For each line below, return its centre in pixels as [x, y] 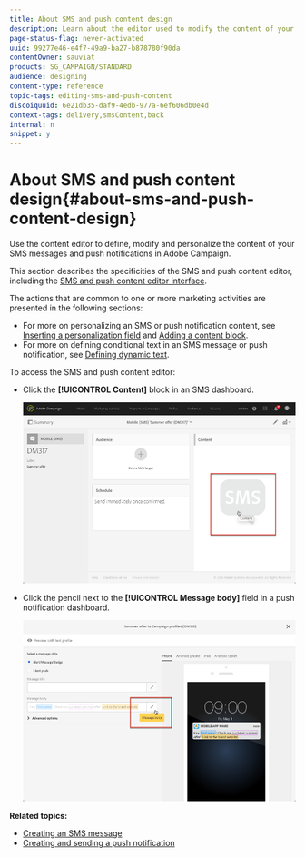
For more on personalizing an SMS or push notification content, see [149, 326]
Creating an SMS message [72, 833]
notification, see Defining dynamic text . [96, 355]
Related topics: [39, 816]
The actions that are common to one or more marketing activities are [138, 299]
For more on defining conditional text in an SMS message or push [145, 345]
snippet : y [30, 134]
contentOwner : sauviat [52, 58]
